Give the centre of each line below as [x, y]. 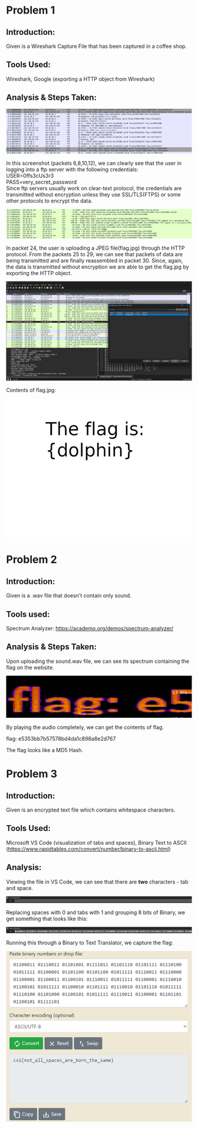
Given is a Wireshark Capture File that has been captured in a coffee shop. [97, 46]
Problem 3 [32, 774]
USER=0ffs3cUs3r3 [30, 176]
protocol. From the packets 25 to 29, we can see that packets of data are [95, 254]
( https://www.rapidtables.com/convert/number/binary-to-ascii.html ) [88, 849]
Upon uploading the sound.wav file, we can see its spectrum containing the [98, 661]
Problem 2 [32, 560]
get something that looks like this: [47, 918]
